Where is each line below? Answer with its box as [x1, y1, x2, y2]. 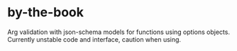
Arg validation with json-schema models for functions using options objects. [7, 28, 231, 36]
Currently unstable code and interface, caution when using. [7, 35, 182, 43]
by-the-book [7, 4, 84, 21]
